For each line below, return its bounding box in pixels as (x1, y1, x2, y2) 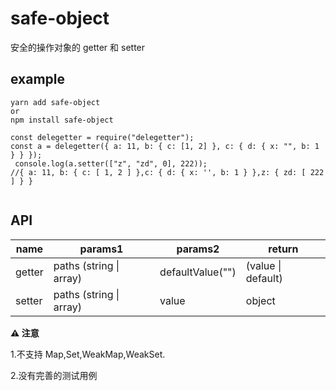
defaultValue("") (159, 265, 237, 279)
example (10, 71, 66, 88)
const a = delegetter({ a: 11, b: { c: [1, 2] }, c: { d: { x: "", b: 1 (10, 141, 320, 151)
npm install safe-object (10, 115, 114, 125)
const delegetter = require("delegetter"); (10, 132, 195, 142)
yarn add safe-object (10, 97, 101, 107)
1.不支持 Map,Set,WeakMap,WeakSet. (10, 348, 166, 360)
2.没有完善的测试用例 (10, 369, 98, 381)
